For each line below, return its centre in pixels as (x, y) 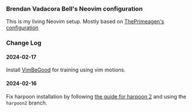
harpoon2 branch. (27, 103)
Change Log (24, 43)
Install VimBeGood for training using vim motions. (66, 70)
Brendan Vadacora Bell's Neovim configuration (74, 9)
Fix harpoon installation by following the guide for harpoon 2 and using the (96, 96)
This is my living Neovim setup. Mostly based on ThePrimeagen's (85, 22)
